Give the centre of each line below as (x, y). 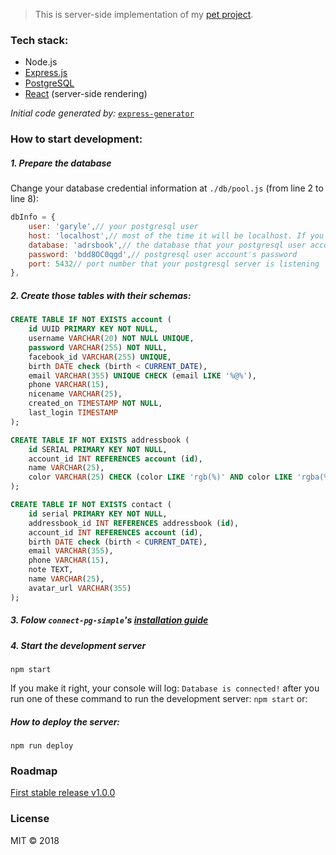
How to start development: (76, 139)
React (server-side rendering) (86, 94)
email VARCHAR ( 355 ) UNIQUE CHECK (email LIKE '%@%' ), (142, 375)
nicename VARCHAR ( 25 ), (75, 394)
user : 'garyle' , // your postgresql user (113, 227)
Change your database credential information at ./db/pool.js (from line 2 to (167, 188)
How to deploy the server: (65, 721)
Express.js (46, 73)
